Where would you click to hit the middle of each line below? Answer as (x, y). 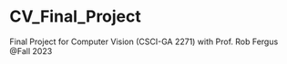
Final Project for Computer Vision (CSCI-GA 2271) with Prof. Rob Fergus (144, 41)
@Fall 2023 (31, 50)
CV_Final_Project (75, 17)
